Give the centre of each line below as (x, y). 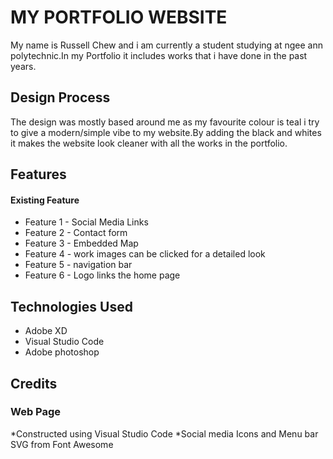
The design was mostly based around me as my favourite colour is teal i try (165, 122)
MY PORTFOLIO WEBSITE (119, 17)
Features (38, 174)
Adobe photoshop (62, 352)
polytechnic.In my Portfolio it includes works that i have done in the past (159, 55)
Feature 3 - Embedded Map (81, 243)
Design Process (60, 97)
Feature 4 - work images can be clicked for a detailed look (145, 254)
